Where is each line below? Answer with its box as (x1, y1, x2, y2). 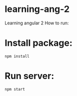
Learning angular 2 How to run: (4, 20, 69, 26)
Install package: (4, 37, 73, 49)
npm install (4, 54, 29, 59)
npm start (4, 87, 25, 92)
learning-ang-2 (4, 3, 70, 15)
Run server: (4, 71, 54, 82)
